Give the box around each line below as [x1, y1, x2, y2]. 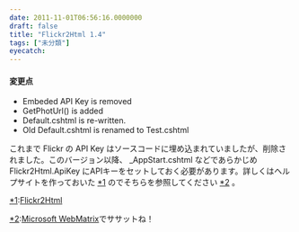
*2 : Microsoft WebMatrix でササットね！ [9, 213, 154, 225]
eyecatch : [9, 47, 47, 56]
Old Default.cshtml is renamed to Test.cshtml [22, 125, 189, 136]
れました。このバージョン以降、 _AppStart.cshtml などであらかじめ [9, 155, 258, 165]
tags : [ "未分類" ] [9, 38, 70, 48]
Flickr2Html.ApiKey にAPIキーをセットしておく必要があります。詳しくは [9, 165, 275, 176]
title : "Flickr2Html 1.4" [9, 30, 106, 39]
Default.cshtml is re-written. [22, 115, 127, 126]
